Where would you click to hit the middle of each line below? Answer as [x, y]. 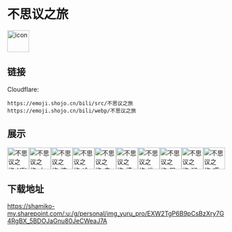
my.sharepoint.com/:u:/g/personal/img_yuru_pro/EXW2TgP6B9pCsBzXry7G [116, 214]
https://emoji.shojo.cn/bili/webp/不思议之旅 [72, 111]
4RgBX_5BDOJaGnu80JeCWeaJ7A [57, 221]
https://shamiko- [31, 206]
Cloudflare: [23, 89]
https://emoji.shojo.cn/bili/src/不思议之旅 [70, 103]
